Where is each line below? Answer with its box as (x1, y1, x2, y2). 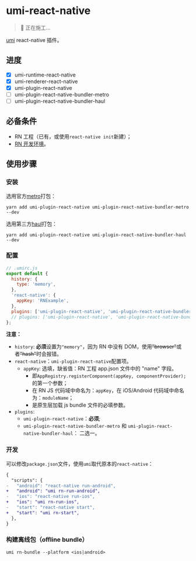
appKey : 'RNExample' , (16, 298, 69, 304)
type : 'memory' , (16, 282, 57, 288)
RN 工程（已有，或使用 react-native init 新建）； (14, 133, 132, 140)
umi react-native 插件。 (6, 36, 62, 43)
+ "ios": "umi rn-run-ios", (6, 499, 80, 505)
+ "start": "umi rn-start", (6, 510, 80, 515)
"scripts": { (11, 477, 43, 483)
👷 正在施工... (20, 24, 51, 31)
